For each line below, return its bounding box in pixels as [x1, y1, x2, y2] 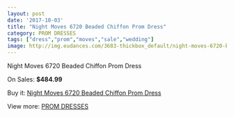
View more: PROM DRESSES [7, 102, 89, 110]
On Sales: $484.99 [7, 75, 63, 84]
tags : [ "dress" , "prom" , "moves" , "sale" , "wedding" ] [7, 36, 155, 43]
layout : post [7, 10, 45, 17]
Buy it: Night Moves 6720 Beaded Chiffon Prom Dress [7, 88, 162, 97]
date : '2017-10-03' [7, 17, 64, 24]
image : [7, 42, 26, 49]
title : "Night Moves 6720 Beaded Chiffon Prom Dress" [7, 23, 167, 30]
